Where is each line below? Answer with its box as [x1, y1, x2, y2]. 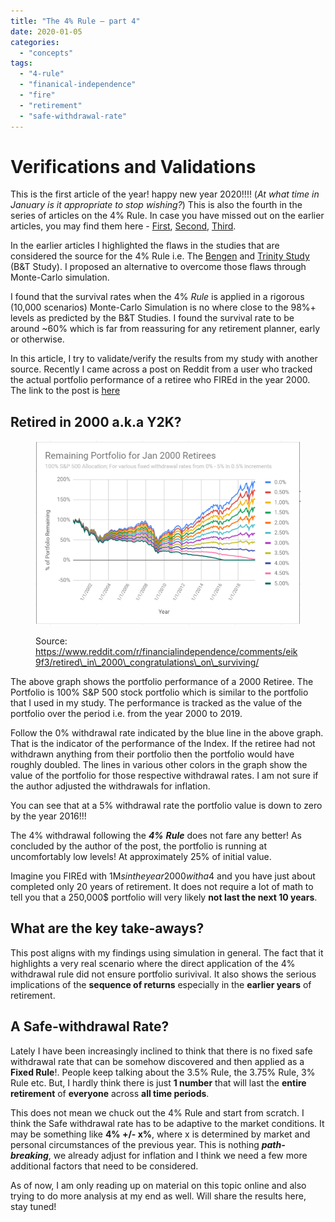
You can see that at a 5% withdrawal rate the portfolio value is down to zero [10, 800, 323, 812]
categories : [10, 37, 60, 47]
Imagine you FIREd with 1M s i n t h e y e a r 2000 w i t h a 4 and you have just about [10, 870, 316, 882]
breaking [10, 1149, 49, 1161]
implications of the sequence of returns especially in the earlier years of [10, 978, 312, 990]
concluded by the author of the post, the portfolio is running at [10, 840, 267, 852]
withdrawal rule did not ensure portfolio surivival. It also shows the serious [10, 968, 317, 980]
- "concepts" [19, 48, 74, 58]
